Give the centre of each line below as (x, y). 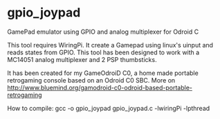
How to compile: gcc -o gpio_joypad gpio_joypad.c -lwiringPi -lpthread (109, 108)
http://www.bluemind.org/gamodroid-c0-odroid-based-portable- (100, 87)
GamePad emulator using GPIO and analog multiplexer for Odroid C (103, 32)
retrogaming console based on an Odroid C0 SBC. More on (91, 80)
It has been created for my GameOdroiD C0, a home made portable (103, 73)
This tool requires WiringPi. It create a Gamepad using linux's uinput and (110, 45)
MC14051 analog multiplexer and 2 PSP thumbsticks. (82, 59)
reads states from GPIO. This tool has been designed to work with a (103, 52)
